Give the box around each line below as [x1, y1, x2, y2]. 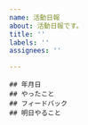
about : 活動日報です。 [9, 21, 84, 30]
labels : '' [9, 37, 50, 47]
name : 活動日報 [9, 12, 60, 22]
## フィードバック [9, 99, 68, 108]
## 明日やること [9, 109, 61, 118]
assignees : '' [9, 46, 62, 55]
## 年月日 [9, 80, 42, 89]
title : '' [9, 29, 46, 38]
